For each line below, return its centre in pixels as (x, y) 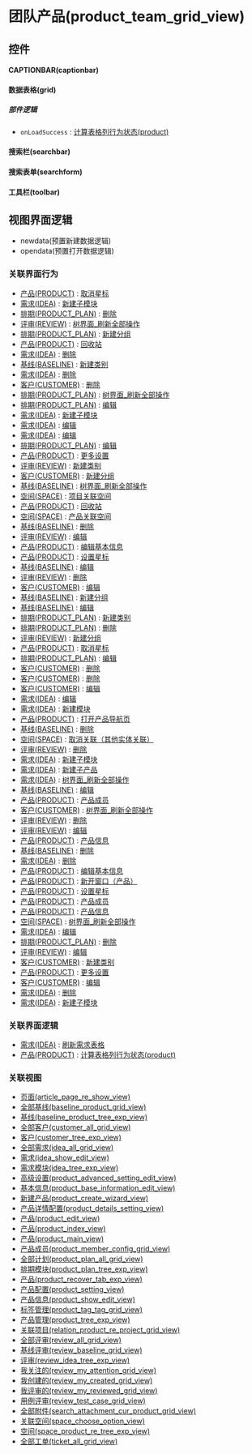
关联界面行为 (34, 274)
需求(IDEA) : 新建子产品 (59, 769)
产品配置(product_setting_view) (72, 1289)
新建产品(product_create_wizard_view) (84, 1198)
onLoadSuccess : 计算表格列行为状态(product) (94, 131)
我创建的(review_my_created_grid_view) (86, 1381)
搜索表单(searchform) (45, 172)
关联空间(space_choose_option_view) (83, 1421)
